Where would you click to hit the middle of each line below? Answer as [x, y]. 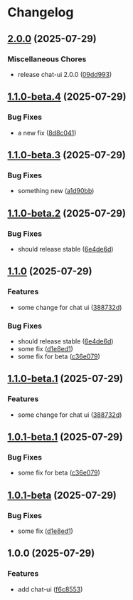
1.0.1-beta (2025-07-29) [62, 495]
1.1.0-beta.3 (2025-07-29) [66, 155]
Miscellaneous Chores [47, 59]
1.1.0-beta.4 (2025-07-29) [67, 97]
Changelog [41, 12]
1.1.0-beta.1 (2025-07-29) [65, 379]
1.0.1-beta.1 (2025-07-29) [65, 437]
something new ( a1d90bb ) [56, 191]
